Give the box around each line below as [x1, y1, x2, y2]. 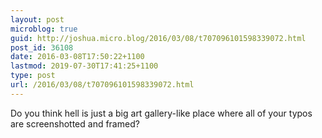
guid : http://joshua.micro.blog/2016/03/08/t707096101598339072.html [10, 33, 307, 43]
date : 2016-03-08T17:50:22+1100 [10, 52, 145, 62]
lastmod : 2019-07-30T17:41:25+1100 [10, 61, 159, 71]
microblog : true [10, 24, 78, 34]
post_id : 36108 [10, 42, 74, 53]
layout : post [10, 14, 65, 25]
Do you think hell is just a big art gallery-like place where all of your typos [10, 107, 313, 119]
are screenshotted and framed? [10, 117, 140, 130]
